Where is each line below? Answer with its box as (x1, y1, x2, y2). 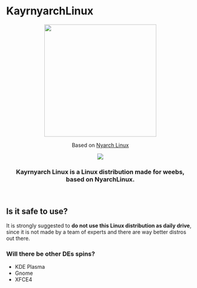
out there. (6, 235, 30, 242)
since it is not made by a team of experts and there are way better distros (6, 229, 187, 236)
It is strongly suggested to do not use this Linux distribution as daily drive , (6, 222, 192, 229)
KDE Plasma (14, 263, 45, 271)
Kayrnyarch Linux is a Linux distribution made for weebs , (16, 168, 185, 176)
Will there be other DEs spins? (6, 250, 96, 258)
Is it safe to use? (6, 206, 68, 216)
